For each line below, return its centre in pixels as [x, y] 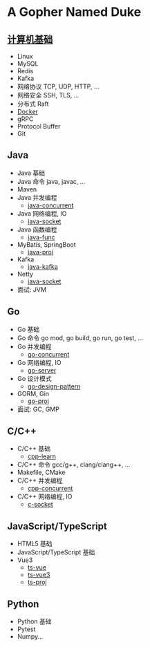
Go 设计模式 [34, 378]
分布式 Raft [33, 104]
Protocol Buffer [39, 126]
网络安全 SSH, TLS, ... [48, 95]
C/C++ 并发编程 [40, 480]
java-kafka [43, 266]
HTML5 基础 [35, 544]
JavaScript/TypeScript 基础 [56, 552]
